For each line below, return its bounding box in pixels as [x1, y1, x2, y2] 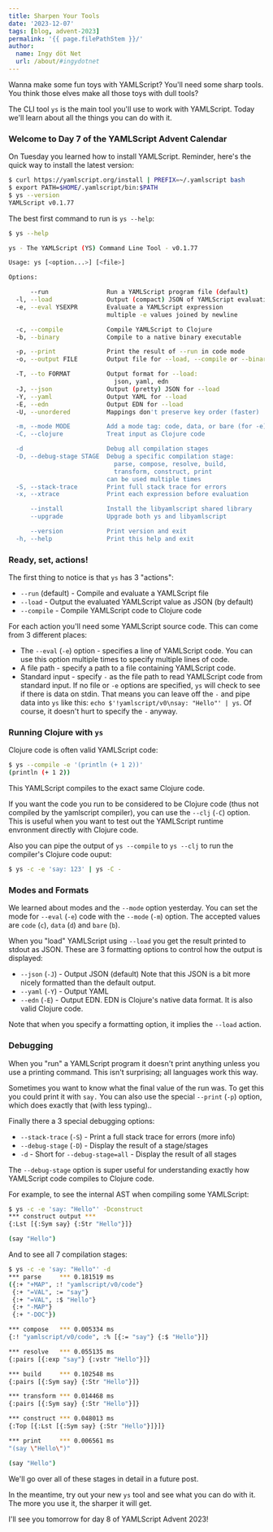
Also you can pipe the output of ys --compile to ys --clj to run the [8, 841, 234, 851]
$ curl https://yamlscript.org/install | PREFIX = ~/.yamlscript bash [8, 176, 245, 184]
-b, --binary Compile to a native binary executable [15, 333, 242, 341]
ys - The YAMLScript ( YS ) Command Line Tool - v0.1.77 [8, 244, 198, 252]
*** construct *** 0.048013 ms [8, 1415, 115, 1423]
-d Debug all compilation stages [15, 445, 209, 453]
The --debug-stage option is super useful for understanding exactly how [8, 1165, 249, 1174]
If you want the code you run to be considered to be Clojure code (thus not [8, 799, 259, 809]
